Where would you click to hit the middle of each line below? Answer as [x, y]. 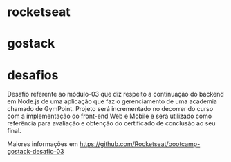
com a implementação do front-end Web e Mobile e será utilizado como [110, 116]
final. [15, 131]
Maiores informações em [43, 144]
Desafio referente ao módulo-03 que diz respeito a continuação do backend [116, 94]
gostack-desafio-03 [36, 152]
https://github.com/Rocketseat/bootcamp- [140, 144]
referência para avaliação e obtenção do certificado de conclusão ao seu [111, 123]
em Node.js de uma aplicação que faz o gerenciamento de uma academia [112, 101]
